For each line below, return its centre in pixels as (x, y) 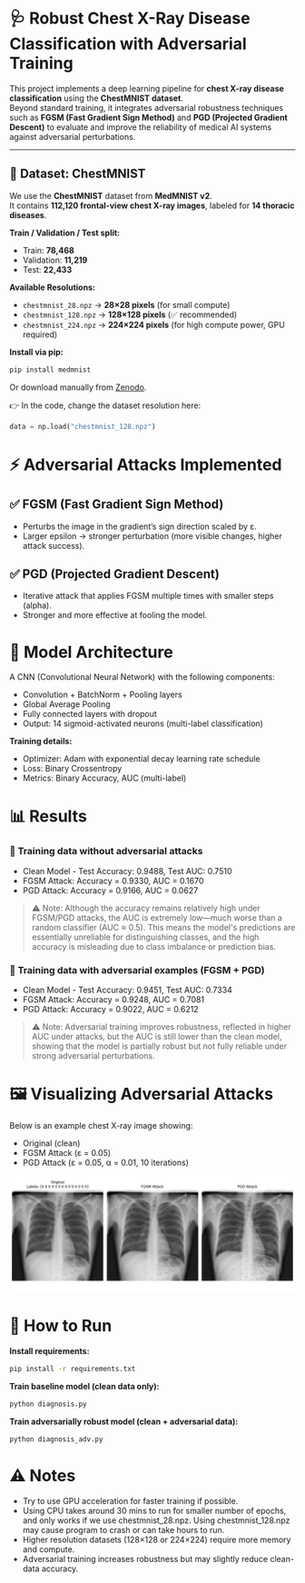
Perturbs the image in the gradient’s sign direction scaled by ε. (139, 526)
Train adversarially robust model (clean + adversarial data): (124, 1421)
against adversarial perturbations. (73, 136)
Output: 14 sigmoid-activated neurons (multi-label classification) (143, 723)
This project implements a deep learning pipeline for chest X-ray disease (147, 88)
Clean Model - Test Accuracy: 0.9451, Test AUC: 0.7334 (128, 990)
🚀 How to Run (61, 1326)
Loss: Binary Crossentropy (72, 769)
